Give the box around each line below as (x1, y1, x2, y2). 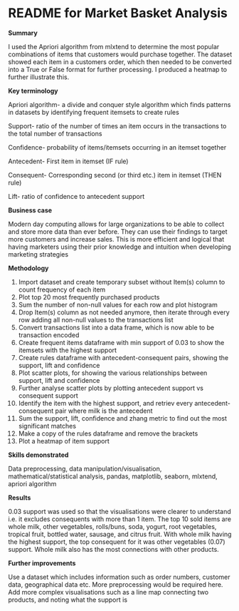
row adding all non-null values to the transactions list (18, 315, 174, 324)
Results (8, 493, 31, 502)
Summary (8, 29, 38, 37)
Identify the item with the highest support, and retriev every (18, 399, 193, 407)
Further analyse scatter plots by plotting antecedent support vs (18, 384, 204, 392)
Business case (8, 205, 53, 215)
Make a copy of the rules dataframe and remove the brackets (18, 429, 198, 438)
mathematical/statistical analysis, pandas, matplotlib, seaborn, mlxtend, (8, 472, 218, 481)
